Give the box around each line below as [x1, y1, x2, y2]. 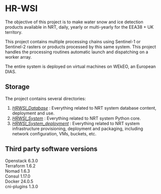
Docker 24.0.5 [5, 178, 34, 184]
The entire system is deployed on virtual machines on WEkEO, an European [5, 64, 156, 69]
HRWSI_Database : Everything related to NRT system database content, [12, 105, 157, 111]
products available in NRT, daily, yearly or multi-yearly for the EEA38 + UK [5, 24, 154, 30]
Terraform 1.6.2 [5, 163, 36, 169]
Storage [5, 83, 30, 91]
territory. [5, 29, 23, 35]
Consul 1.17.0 [5, 173, 31, 179]
